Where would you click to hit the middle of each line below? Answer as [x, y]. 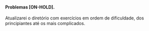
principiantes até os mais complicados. [45, 23]
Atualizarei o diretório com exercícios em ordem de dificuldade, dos [75, 18]
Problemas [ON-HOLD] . [30, 7]
